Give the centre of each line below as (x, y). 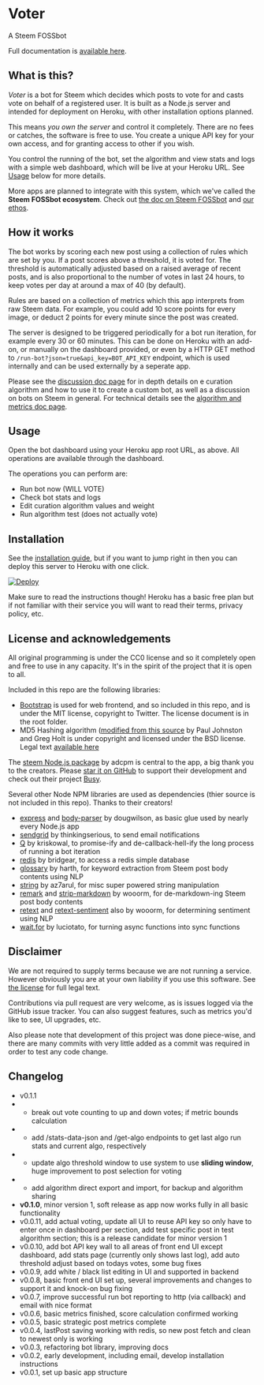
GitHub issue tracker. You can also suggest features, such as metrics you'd (130, 1011)
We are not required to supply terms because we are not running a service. (130, 971)
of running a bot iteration (60, 852)
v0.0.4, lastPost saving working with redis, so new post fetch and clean (135, 1330)
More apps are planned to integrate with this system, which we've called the (132, 191)
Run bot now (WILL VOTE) (62, 489)
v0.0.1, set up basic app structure (73, 1372)
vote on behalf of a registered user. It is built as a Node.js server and (119, 103)
